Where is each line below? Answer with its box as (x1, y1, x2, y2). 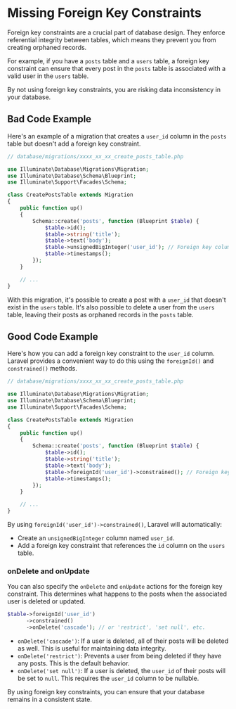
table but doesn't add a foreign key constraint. (7, 139, 141, 148)
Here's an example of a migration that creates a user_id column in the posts (7, 132, 227, 140)
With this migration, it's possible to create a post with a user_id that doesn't (7, 295, 226, 304)
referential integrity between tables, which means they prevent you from (7, 35, 216, 44)
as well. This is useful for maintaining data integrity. (17, 644, 166, 652)
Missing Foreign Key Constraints (7, 5, 202, 21)
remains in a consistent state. (7, 695, 93, 703)
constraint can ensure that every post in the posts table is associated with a (7, 64, 226, 72)
